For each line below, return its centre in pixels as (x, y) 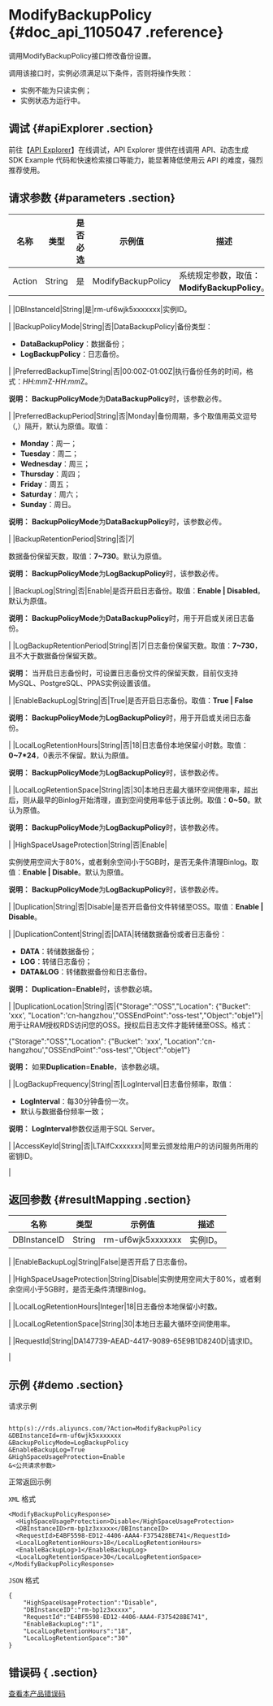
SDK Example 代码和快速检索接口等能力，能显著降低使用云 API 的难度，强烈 (136, 159)
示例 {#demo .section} (66, 1385)
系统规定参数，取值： (219, 276)
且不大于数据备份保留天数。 (55, 655)
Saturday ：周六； (50, 494)
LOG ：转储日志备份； (56, 962)
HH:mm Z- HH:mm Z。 (58, 381)
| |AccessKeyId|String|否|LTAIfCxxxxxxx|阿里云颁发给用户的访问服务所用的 (133, 1146)
